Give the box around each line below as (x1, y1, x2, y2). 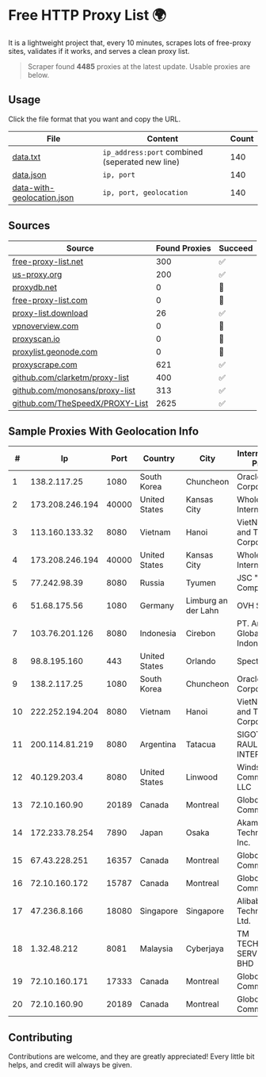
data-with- (12, 182, 55, 193)
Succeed (218, 243, 253, 254)
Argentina (139, 739, 177, 750)
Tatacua (185, 739, 216, 750)
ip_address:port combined (102, 146, 203, 157)
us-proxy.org (12, 269, 63, 280)
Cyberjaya (185, 943, 224, 954)
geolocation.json (12, 192, 74, 203)
